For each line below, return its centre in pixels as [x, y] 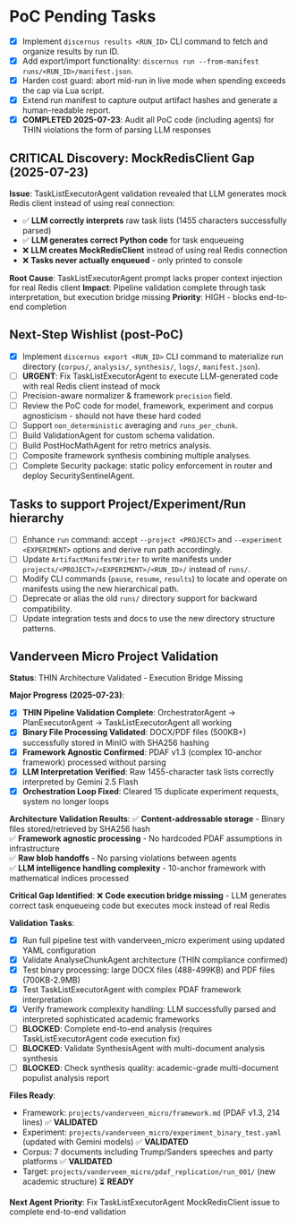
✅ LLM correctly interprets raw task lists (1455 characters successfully [154, 220]
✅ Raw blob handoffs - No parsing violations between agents [123, 858]
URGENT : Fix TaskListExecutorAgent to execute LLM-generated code [150, 376]
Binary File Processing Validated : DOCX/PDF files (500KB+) [134, 733]
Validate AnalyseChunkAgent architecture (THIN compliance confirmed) [155, 959]
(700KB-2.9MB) [51, 980]
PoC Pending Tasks [83, 17]
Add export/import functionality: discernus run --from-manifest [140, 61]
